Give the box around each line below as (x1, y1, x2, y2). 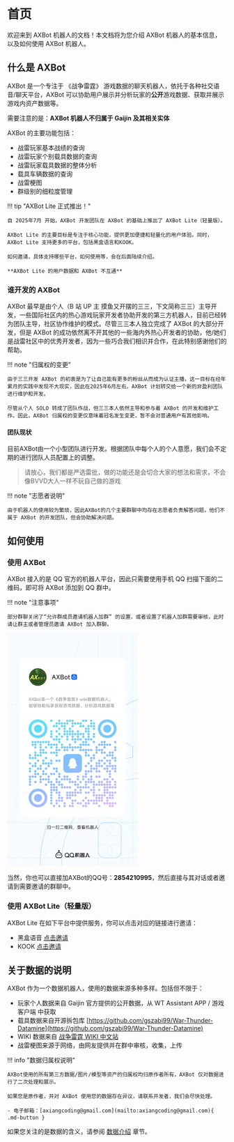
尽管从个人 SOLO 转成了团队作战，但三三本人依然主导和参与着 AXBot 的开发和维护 (7, 405, 214, 412)
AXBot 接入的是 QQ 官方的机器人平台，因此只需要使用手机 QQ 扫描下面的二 (7, 574, 224, 582)
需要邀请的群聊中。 (19, 882, 75, 890)
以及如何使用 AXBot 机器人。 (7, 39, 91, 47)
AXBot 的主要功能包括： (7, 128, 77, 137)
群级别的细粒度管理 (17, 187, 73, 195)
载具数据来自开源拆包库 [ (17, 1017, 89, 1025)
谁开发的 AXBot (7, 285, 61, 295)
